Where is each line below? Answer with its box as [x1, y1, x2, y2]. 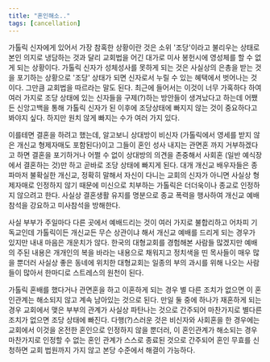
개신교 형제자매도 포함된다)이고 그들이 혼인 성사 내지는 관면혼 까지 [16, 140, 224, 150]
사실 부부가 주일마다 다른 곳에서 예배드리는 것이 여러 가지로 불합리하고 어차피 [8, 217, 250, 227]
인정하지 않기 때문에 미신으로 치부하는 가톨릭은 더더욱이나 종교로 [35, 180, 239, 190]
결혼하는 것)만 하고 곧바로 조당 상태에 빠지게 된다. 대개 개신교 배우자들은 [23, 160, 250, 170]
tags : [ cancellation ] [8, 19, 81, 27]
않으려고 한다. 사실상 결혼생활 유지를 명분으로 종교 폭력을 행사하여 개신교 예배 [16, 190, 260, 200]
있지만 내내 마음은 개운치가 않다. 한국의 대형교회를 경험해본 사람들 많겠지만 [8, 237, 243, 247]
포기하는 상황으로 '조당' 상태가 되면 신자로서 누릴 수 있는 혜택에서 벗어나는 [16, 72, 249, 82]
